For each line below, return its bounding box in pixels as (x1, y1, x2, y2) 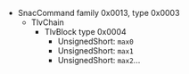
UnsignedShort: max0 (57, 36, 134, 46)
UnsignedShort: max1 (57, 45, 134, 56)
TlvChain (30, 17, 64, 28)
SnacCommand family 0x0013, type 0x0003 (17, 8, 180, 18)
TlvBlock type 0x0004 (44, 27, 127, 37)
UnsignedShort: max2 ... (57, 55, 141, 65)
